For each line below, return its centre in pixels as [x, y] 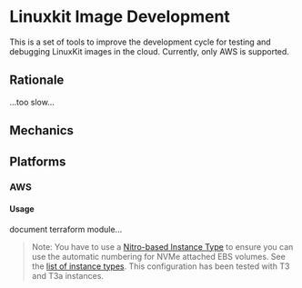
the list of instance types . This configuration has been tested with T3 [161, 266]
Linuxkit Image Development [120, 17]
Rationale [37, 80]
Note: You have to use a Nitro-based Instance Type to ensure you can [162, 246]
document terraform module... [66, 229]
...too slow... [32, 102]
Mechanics [42, 130]
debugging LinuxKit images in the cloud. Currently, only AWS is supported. [149, 51]
